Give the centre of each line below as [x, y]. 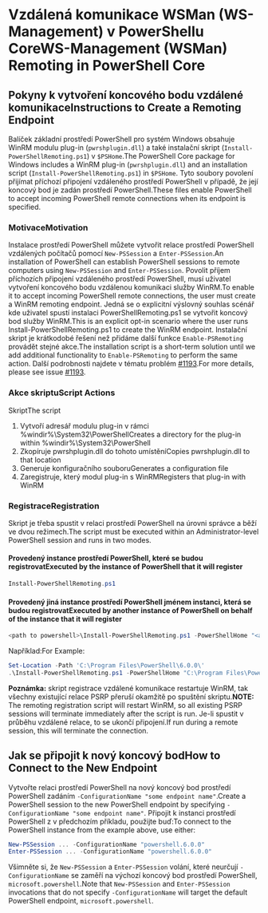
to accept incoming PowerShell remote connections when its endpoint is [127, 198]
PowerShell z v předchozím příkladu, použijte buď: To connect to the [120, 821]
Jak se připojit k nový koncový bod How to [114, 756]
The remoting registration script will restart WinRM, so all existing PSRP [126, 705]
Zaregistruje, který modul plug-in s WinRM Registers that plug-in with [132, 476]
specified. [25, 207]
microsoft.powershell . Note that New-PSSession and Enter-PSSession [120, 884]
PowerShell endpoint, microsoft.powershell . [81, 901]
